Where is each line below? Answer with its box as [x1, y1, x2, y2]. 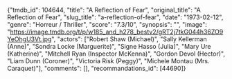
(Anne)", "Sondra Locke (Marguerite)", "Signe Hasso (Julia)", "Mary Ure [7, 43, 211, 50]
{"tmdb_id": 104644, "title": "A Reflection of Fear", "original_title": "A [7, 6, 201, 14]
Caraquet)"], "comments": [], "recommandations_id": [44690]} [7, 65, 186, 72]
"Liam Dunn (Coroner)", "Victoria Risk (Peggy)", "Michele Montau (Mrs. [7, 57, 210, 65]
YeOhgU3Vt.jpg [7, 35, 52, 43]
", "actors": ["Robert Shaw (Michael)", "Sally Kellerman [51, 35, 207, 43]
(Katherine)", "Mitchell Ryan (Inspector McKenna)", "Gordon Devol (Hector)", [7, 49, 225, 58]
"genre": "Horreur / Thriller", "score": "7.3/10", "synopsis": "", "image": [7, 21, 208, 28]
